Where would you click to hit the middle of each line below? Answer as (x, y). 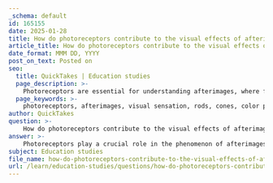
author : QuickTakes (41, 114)
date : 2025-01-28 (38, 31)
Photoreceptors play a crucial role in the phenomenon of (123, 144)
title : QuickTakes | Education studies (83, 76)
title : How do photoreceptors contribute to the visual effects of (125, 38)
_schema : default (38, 16)
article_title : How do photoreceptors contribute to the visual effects (134, 46)
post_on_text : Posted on (50, 62)
